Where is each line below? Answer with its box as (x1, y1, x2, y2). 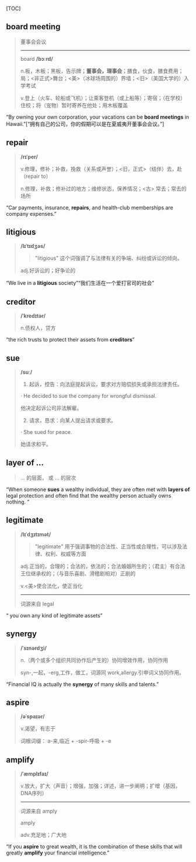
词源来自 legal (20, 600, 54, 607)
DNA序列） (20, 789, 48, 797)
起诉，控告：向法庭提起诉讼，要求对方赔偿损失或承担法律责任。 (29, 381, 183, 388)
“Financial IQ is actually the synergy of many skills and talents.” (6, 681, 159, 688)
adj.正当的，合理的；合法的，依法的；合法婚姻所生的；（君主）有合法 (20, 563, 185, 570)
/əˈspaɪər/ (20, 713, 45, 720)
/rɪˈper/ (20, 153, 38, 160)
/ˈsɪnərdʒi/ (20, 644, 47, 651)
